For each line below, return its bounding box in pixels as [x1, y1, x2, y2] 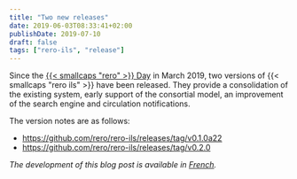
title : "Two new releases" [9, 12, 109, 22]
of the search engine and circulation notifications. [9, 98, 191, 109]
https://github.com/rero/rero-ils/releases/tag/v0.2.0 [21, 143, 211, 153]
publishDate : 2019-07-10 [9, 29, 101, 38]
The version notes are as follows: [9, 116, 130, 127]
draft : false [9, 37, 58, 47]
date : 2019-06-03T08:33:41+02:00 [9, 21, 133, 30]
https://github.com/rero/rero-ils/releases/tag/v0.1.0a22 [21, 133, 223, 144]
